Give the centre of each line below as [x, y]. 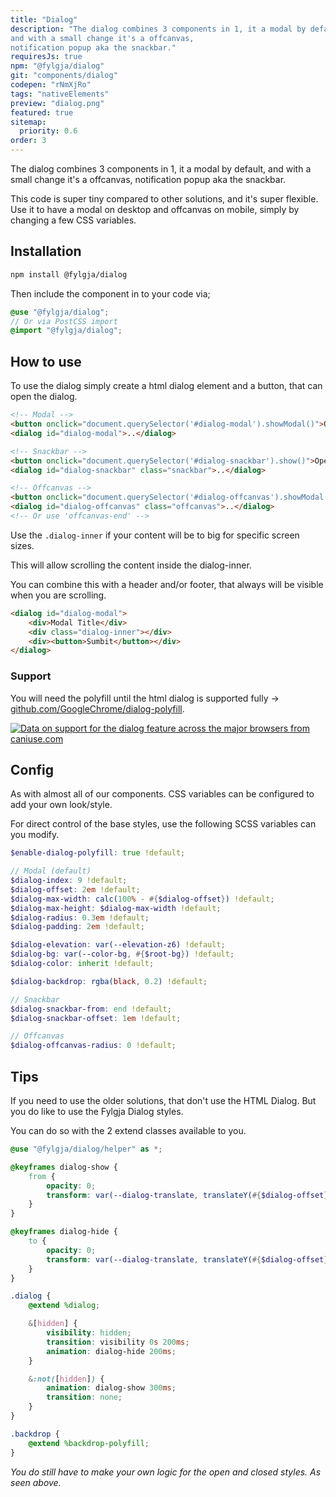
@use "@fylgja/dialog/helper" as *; [86, 1149]
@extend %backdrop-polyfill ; [89, 1443]
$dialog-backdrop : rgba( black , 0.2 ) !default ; [109, 981]
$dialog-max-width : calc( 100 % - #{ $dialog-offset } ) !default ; [142, 899]
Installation [46, 251]
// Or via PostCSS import [64, 321]
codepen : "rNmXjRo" [51, 85]
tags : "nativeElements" [60, 94]
